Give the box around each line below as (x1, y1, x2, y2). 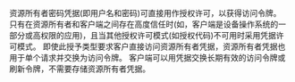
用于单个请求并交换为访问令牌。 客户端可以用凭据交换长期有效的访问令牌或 (9, 53, 286, 62)
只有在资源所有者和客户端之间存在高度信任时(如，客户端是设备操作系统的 (9, 19, 279, 29)
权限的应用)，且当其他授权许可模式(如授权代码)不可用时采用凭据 (39, 30, 277, 40)
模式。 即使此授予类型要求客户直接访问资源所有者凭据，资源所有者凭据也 (16, 41, 286, 52)
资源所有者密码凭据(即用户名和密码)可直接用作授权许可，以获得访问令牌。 (9, 8, 282, 18)
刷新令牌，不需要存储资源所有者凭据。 (9, 63, 150, 74)
